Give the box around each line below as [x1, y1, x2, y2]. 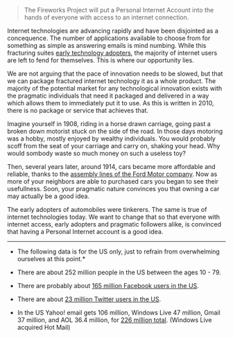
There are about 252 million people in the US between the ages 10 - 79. [17, 268, 222, 276]
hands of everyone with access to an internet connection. [24, 13, 189, 21]
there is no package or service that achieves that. [7, 107, 149, 114]
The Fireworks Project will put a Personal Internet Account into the [24, 6, 214, 14]
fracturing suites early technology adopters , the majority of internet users [7, 48, 218, 57]
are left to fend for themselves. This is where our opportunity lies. [7, 56, 194, 64]
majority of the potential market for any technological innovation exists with [7, 84, 223, 92]
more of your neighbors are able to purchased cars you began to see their [7, 177, 219, 186]
